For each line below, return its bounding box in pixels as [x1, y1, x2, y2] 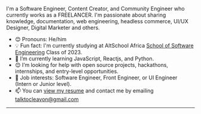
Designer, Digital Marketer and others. [6, 24, 100, 31]
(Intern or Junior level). [14, 81, 72, 87]
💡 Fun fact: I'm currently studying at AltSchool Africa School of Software [14, 42, 194, 49]
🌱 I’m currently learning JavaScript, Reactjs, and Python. [14, 55, 154, 62]
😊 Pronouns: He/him [14, 36, 67, 42]
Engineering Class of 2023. [14, 49, 83, 56]
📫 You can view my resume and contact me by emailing [14, 87, 154, 94]
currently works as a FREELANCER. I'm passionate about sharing [6, 11, 166, 19]
